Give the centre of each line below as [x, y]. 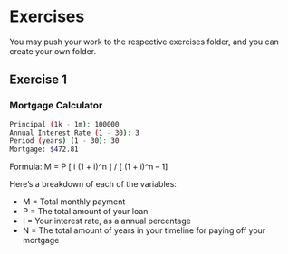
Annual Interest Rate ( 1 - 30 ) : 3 [75, 133]
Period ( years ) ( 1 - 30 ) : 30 [64, 141]
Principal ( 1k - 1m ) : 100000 [64, 124]
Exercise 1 [38, 80]
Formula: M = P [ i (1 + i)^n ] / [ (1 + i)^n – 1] [89, 167]
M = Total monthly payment [74, 202]
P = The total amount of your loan [85, 212]
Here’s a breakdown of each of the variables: [93, 184]
